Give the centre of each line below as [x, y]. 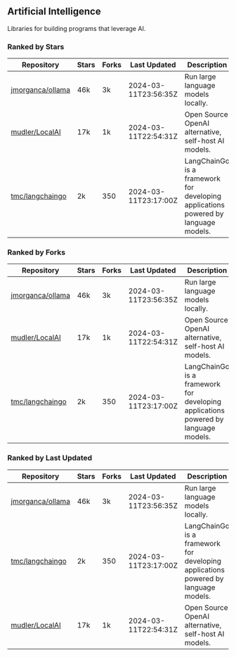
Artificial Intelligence [54, 12]
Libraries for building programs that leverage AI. [77, 28]
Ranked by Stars [36, 46]
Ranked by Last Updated [50, 458]
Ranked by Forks [36, 252]
